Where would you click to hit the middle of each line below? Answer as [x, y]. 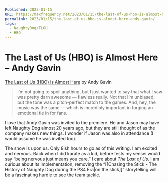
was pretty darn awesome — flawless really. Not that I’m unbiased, [86, 97]
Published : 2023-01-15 [29, 10]
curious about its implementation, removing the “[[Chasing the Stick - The [81, 164]
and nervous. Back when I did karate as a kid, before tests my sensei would [83, 153]
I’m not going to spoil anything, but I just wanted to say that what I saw [90, 92]
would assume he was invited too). [41, 138]
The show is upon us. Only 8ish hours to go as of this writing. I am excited [81, 148]
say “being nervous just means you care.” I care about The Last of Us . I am [82, 159]
